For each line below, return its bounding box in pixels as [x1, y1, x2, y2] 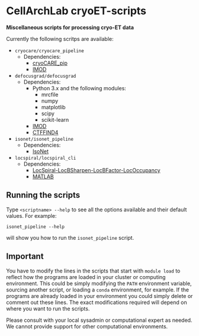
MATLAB [32, 173, 54, 180]
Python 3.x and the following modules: [32, 84, 126, 91]
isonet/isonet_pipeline [14, 136, 74, 142]
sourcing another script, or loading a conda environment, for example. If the [6, 286, 190, 293]
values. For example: [6, 212, 57, 219]
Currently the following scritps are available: [6, 35, 114, 42]
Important [6, 251, 44, 262]
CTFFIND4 [32, 129, 59, 136]
